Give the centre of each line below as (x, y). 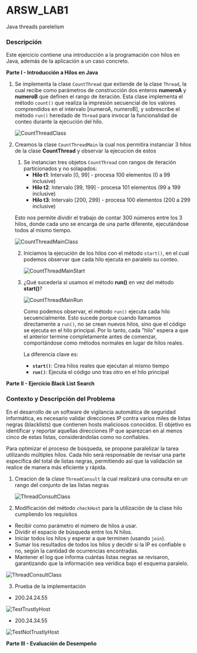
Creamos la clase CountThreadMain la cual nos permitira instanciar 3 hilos (103, 145)
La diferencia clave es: (51, 355)
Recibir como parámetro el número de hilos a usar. (76, 525)
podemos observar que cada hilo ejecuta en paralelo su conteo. (101, 259)
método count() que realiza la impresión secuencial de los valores (95, 103)
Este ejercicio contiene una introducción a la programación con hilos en (93, 55)
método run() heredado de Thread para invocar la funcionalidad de (96, 115)
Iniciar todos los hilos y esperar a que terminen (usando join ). (90, 538)
